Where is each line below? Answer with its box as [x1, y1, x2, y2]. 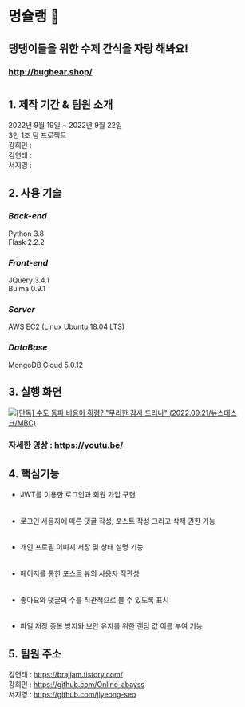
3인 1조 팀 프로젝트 [8, 130, 67, 140]
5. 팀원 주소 [8, 647, 62, 661]
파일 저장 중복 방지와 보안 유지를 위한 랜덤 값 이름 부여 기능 [19, 621, 204, 631]
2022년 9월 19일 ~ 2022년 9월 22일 [8, 121, 122, 130]
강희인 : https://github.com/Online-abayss [8, 680, 145, 689]
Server [8, 304, 36, 315]
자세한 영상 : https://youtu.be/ [8, 440, 124, 451]
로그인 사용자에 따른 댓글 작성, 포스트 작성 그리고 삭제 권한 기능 [19, 516, 215, 525]
